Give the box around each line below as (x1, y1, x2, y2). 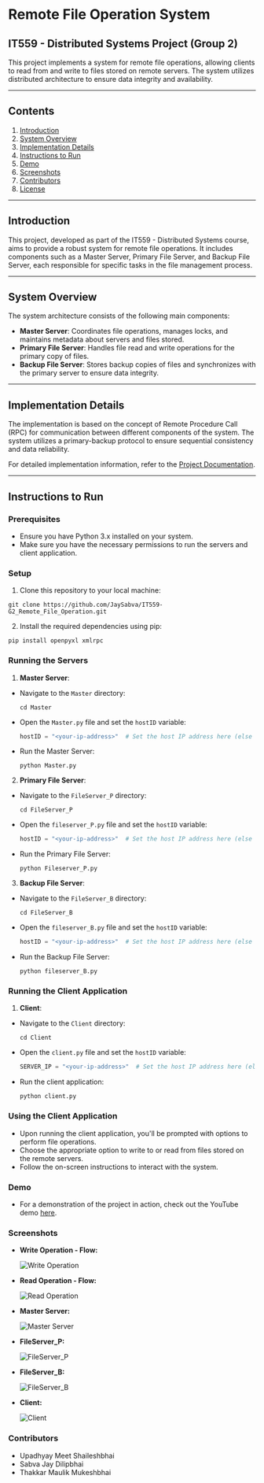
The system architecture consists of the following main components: (8, 311, 230, 320)
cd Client (19, 1034, 53, 1042)
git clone (8, 601, 41, 609)
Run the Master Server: (19, 746, 95, 756)
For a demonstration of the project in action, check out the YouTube (19, 1199, 239, 1209)
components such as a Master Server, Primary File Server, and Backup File (8, 252, 250, 261)
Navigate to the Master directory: (19, 688, 126, 697)
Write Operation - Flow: (19, 1245, 98, 1255)
